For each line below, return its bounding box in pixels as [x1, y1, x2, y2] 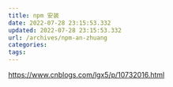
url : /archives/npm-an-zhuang [8, 33, 108, 42]
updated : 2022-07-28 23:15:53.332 [8, 26, 122, 34]
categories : [8, 41, 47, 49]
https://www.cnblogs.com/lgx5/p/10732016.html [8, 70, 165, 79]
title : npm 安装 [8, 11, 59, 20]
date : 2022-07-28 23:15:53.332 [8, 19, 111, 27]
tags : [8, 48, 26, 56]
